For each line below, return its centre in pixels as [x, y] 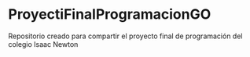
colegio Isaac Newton [43, 44]
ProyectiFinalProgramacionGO [110, 14]
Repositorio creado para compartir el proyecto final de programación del [125, 36]
